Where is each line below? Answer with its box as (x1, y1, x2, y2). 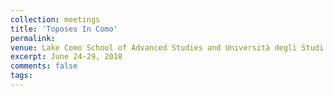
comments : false (10, 61, 78, 71)
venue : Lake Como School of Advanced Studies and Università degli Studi (10, 42, 325, 53)
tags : (10, 71, 33, 81)
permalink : (10, 33, 56, 43)
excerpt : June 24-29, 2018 (10, 52, 123, 62)
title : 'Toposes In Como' (10, 24, 118, 34)
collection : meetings (10, 14, 101, 25)
